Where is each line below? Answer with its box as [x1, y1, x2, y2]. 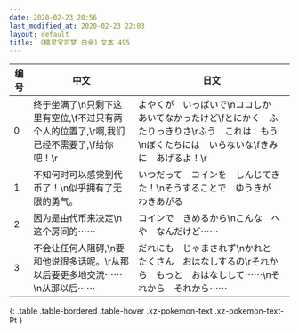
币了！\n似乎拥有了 [33, 182, 114, 194]
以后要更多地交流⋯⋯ [33, 269, 123, 281]
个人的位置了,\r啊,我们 [33, 126, 125, 138]
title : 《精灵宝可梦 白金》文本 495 [9, 37, 131, 47]
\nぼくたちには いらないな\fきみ [137, 139, 279, 151]
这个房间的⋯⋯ [33, 225, 96, 238]
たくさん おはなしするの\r [137, 256, 252, 268]
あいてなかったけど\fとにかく [137, 112, 261, 125]
